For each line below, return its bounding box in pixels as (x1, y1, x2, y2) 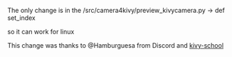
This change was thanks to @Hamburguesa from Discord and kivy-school (7, 41, 224, 49)
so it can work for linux (7, 28, 75, 36)
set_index (7, 14, 36, 22)
